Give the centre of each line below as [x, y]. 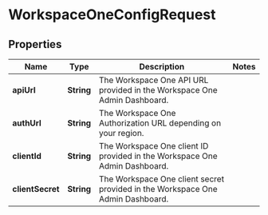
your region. [121, 133]
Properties [35, 44]
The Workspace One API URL [154, 80]
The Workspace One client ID [154, 146]
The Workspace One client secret [162, 179]
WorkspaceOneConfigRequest [112, 15]
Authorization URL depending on [160, 123]
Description [162, 67]
